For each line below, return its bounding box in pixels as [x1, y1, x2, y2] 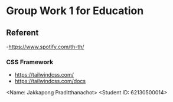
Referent [6, 28, 39, 38]
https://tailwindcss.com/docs [14, 78, 86, 85]
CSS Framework [6, 58, 54, 66]
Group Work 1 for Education [6, 4, 144, 18]
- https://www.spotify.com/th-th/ [6, 43, 84, 50]
